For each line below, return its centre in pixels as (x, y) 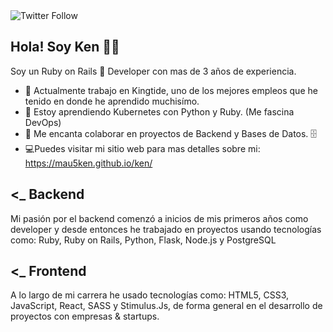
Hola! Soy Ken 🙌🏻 (65, 47)
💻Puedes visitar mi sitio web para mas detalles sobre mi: (142, 148)
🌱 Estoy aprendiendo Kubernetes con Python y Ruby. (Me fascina (159, 111)
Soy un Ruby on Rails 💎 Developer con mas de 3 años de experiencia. (153, 71)
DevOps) (43, 122)
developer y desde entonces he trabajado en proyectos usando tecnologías (166, 229)
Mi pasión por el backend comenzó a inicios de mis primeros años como (159, 218)
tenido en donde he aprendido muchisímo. (112, 101)
